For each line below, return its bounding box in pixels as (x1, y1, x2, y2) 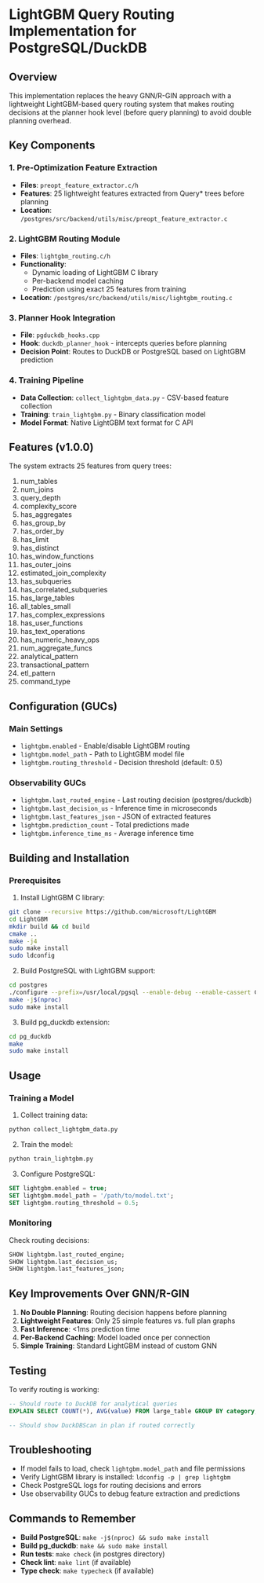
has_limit (20, 535, 49, 544)
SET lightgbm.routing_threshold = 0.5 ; (9, 1199, 139, 1207)
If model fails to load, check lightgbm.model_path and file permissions (20, 1464, 246, 1474)
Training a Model (9, 1092, 74, 1103)
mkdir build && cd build (9, 922, 90, 930)
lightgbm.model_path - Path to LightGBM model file (20, 749, 185, 759)
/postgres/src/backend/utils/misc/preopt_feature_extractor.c (20, 214, 228, 223)
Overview (9, 70, 58, 83)
